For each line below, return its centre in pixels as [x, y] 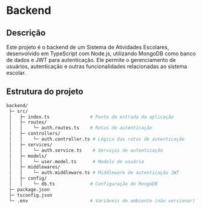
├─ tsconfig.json [30, 195]
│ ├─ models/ [28, 156]
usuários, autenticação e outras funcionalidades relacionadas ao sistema [97, 66]
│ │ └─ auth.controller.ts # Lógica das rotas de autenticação [97, 139]
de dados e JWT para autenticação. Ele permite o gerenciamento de [91, 60]
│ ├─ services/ [30, 145]
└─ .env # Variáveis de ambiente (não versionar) [102, 201]
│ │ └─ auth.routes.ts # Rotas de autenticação [80, 128]
